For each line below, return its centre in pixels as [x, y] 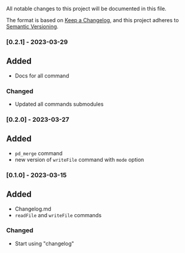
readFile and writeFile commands [58, 215]
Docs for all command [42, 75]
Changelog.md [33, 209]
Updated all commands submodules [59, 104]
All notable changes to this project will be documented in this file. [87, 9]
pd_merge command [38, 153]
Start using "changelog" [44, 243]
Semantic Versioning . [32, 27]
